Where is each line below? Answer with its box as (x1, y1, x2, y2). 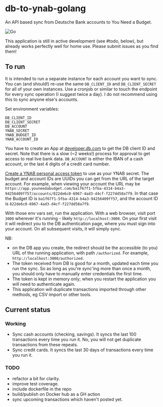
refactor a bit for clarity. (12, 375, 60, 382)
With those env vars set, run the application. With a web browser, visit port (5, 210, 156, 216)
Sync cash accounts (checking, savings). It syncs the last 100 (12, 331, 137, 338)
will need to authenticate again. (12, 281, 76, 287)
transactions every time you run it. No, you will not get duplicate (12, 337, 141, 342)
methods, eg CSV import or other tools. (12, 292, 92, 297)
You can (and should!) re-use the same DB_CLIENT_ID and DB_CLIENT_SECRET (5, 81, 157, 87)
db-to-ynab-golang (5, 3, 86, 14)
